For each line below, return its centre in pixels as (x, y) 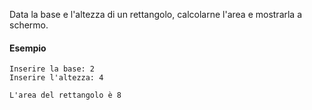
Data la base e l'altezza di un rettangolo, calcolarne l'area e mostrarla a (156, 14)
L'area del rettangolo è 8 (65, 95)
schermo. (29, 25)
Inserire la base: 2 (52, 69)
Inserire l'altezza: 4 (56, 78)
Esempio (28, 48)
